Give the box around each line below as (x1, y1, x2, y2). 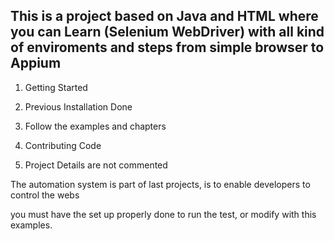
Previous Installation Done (24, 100, 133, 113)
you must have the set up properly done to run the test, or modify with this (10, 208, 317, 220)
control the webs (10, 189, 80, 201)
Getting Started (24, 81, 88, 93)
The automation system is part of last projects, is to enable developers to (10, 178, 311, 190)
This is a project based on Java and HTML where (10, 8, 319, 25)
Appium (10, 55, 62, 72)
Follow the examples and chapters (24, 120, 167, 132)
